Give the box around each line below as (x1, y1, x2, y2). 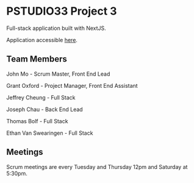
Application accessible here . (6, 36, 78, 43)
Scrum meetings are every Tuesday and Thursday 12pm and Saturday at (6, 163, 188, 170)
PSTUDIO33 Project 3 (6, 4, 117, 18)
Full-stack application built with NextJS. (6, 24, 107, 32)
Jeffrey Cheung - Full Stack (6, 93, 76, 101)
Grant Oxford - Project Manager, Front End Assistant (6, 82, 138, 89)
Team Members (6, 54, 67, 65)
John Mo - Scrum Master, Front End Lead (6, 70, 110, 77)
